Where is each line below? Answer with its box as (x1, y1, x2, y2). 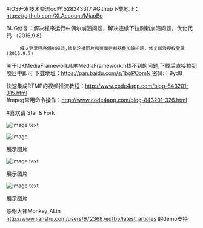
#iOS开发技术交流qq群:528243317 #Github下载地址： (6, 5, 140, 12)
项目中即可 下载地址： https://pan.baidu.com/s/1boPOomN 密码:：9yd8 (6, 70, 183, 77)
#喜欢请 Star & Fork (6, 109, 55, 116)
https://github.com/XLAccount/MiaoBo (6, 12, 103, 19)
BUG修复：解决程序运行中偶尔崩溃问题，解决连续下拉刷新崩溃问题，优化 (6, 25, 188, 31)
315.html (6, 90, 27, 96)
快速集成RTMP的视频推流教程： (6, 82, 85, 90)
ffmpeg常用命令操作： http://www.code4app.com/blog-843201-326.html (6, 96, 187, 103)
